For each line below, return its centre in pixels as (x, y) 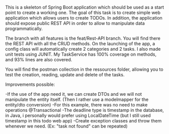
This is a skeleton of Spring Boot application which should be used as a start (85, 7)
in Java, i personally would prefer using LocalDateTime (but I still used (78, 115)
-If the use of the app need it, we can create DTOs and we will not (74, 94)
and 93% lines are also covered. (39, 59)
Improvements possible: (30, 84)
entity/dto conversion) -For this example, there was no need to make (76, 105)
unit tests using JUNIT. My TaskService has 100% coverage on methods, (81, 54)
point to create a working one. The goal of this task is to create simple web (83, 13)
